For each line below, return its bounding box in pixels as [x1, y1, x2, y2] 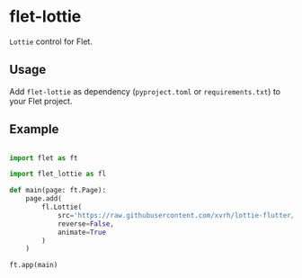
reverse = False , [57, 219, 115, 229]
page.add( [25, 194, 63, 203]
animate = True [57, 228, 106, 237]
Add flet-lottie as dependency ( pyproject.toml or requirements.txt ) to [9, 85, 281, 96]
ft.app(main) [9, 261, 58, 270]
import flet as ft [9, 153, 78, 163]
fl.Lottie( [41, 202, 83, 212]
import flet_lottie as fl [9, 169, 106, 179]
